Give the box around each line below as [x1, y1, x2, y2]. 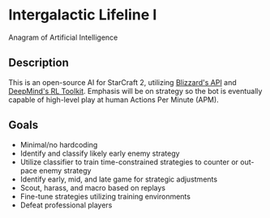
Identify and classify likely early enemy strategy [19, 148, 180, 158]
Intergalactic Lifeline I [8, 6, 157, 24]
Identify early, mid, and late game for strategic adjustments [19, 174, 217, 184]
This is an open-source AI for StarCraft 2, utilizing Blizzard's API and [8, 77, 237, 87]
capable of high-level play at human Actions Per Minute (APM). [8, 95, 219, 105]
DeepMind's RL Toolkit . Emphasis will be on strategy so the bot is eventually [8, 86, 263, 96]
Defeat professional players [19, 200, 113, 210]
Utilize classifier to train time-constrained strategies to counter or [19, 156, 239, 167]
